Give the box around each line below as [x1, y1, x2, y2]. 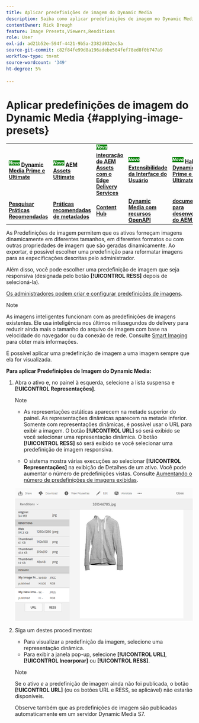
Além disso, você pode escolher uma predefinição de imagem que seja [6, 266, 179, 273]
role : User [6, 34, 33, 41]
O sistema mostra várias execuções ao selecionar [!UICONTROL [23, 458, 181, 465]
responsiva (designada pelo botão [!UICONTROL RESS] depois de [6, 273, 168, 280]
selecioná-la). [6, 279, 40, 286]
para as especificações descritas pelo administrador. [6, 255, 136, 262]
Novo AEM [53, 160, 78, 168]
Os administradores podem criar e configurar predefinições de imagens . [6, 290, 182, 297]
